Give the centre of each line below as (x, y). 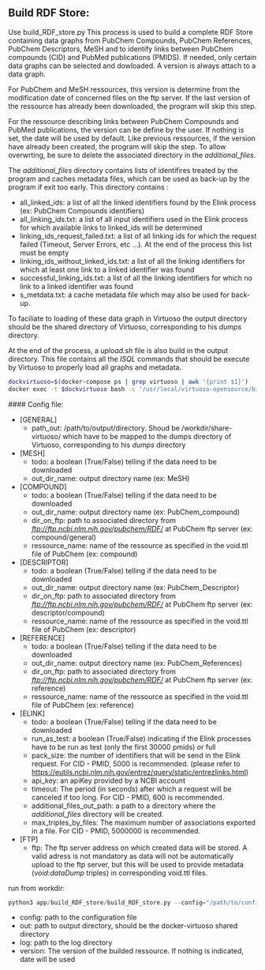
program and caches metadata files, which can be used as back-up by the (129, 179)
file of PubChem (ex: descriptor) (84, 629)
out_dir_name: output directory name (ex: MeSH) (110, 478)
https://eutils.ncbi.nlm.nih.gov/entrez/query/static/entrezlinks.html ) (140, 772)
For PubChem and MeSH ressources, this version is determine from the (124, 89)
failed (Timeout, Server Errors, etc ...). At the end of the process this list (136, 244)
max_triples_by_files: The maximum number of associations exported (144, 822)
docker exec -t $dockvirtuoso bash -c (72, 389)
